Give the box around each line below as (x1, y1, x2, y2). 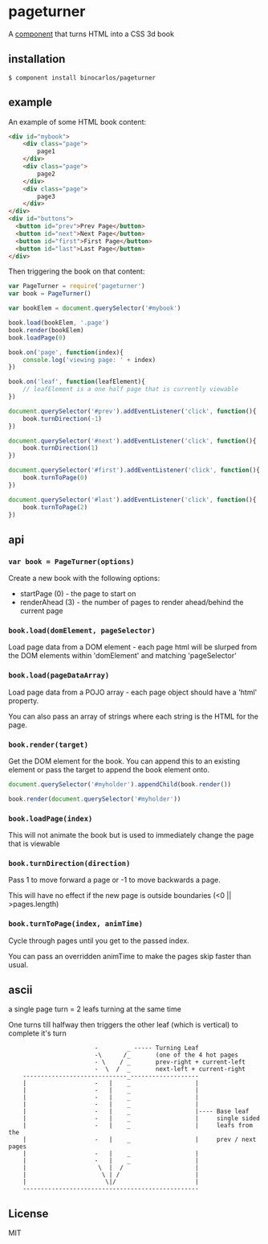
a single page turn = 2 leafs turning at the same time (8, 1004, 182, 1014)
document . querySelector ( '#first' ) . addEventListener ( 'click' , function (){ (8, 466, 261, 475)
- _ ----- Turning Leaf (94, 1044, 199, 1052)
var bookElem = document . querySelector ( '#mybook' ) (8, 304, 181, 312)
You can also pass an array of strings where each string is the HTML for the (8, 711, 259, 721)
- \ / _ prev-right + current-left (94, 1058, 246, 1066)
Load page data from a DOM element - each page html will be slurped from (8, 642, 258, 652)
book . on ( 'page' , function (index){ (8, 348, 124, 356)
